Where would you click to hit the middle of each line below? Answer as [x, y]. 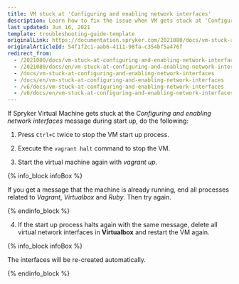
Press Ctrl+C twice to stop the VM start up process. [93, 135]
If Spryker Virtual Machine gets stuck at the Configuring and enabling [110, 114]
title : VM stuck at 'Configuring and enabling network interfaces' [110, 14]
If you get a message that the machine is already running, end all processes [118, 190]
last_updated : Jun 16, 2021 [49, 27]
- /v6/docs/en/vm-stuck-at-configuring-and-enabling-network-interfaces [124, 93]
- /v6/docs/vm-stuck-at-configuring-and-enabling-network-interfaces [119, 87]
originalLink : [28, 40]
